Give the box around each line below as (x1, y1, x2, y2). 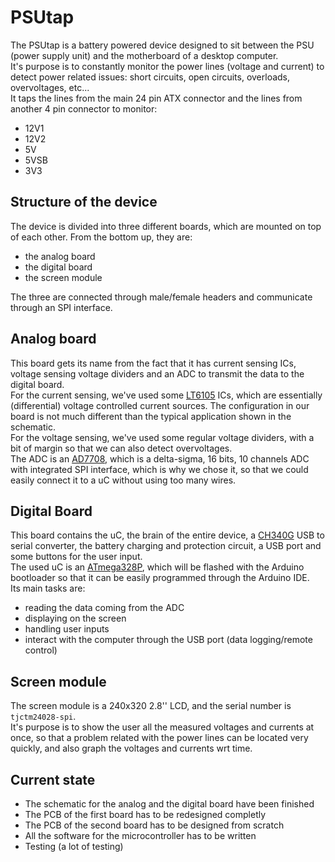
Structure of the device (10, 194, 158, 211)
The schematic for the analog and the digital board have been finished (24, 798, 315, 810)
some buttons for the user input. (10, 551, 143, 563)
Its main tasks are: (10, 582, 86, 595)
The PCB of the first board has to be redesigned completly (24, 809, 267, 820)
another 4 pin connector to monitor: (10, 102, 158, 115)
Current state (10, 771, 96, 788)
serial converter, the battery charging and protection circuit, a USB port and (10, 540, 322, 552)
